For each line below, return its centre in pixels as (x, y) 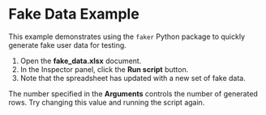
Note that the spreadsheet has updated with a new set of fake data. (133, 78)
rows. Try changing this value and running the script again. (107, 102)
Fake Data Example (74, 14)
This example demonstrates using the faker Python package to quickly (127, 36)
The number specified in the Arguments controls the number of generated (133, 93)
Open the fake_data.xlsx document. (81, 61)
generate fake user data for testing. (68, 45)
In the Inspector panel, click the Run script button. (104, 69)
